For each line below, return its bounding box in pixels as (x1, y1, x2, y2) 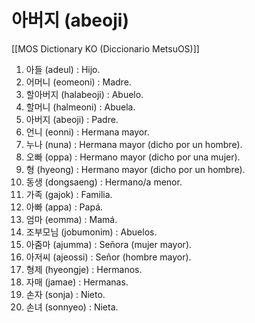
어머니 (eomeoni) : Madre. (25, 76, 132, 88)
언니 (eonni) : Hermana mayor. (25, 126, 150, 138)
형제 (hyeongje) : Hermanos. (25, 263, 143, 275)
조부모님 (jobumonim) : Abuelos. (25, 226, 158, 238)
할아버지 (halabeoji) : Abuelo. (25, 88, 144, 100)
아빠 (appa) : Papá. (25, 201, 104, 213)
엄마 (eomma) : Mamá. (25, 213, 118, 225)
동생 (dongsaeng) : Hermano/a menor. (25, 176, 183, 188)
